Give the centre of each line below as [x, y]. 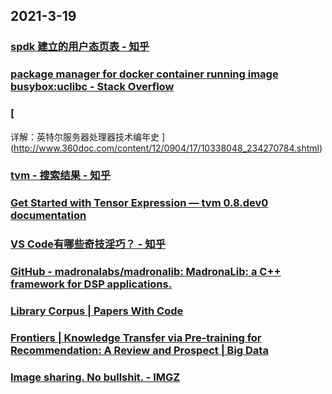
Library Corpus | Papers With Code [97, 311]
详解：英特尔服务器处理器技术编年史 [85, 136]
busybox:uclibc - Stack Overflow [92, 87]
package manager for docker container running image [144, 74]
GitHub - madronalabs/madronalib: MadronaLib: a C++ [146, 272]
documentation [48, 216]
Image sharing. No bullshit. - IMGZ [95, 377]
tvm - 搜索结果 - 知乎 [61, 176]
